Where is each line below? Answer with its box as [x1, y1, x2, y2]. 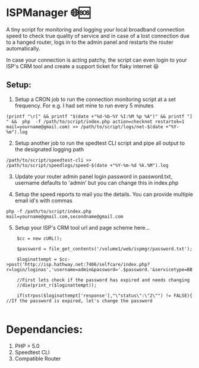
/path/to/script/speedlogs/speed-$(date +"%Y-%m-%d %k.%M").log [6, 162, 169, 169]
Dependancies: [6, 322, 83, 336]
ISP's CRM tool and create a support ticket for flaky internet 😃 [6, 62, 159, 69]
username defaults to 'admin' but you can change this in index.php [14, 179, 179, 186]
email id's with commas [14, 196, 73, 204]
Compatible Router [14, 355, 61, 362]
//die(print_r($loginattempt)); [17, 282, 97, 288]
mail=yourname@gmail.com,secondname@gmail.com [6, 214, 124, 220]
